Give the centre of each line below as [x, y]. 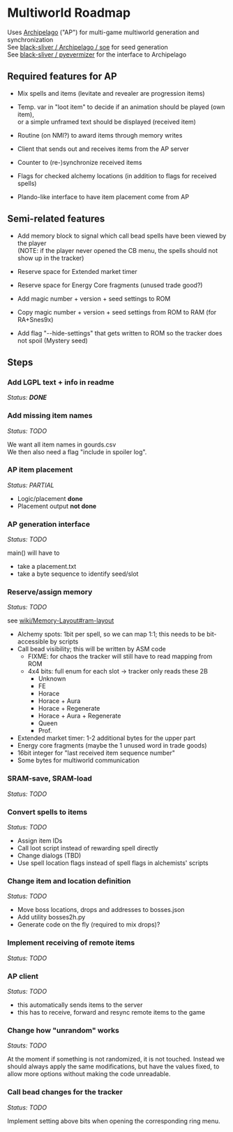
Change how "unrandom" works [63, 1030]
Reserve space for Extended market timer [77, 271]
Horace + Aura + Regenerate [80, 716]
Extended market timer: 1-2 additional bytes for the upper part [106, 738]
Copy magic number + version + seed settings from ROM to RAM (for [117, 312]
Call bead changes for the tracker [65, 1092]
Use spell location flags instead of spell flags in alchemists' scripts [113, 863]
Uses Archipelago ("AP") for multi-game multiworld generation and [103, 32]
